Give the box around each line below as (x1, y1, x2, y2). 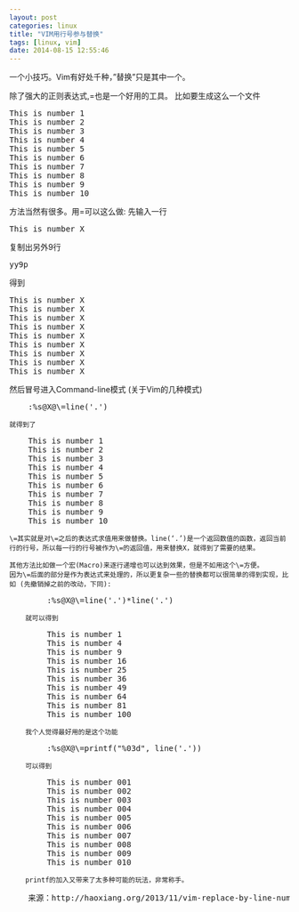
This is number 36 (46, 674, 127, 684)
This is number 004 (46, 804, 132, 814)
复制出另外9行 (9, 242, 61, 253)
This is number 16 (46, 656, 127, 666)
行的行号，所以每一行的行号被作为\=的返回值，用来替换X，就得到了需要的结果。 (9, 544, 260, 553)
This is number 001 (46, 778, 132, 787)
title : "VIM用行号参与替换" (9, 29, 104, 38)
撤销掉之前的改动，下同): (30, 580, 112, 589)
